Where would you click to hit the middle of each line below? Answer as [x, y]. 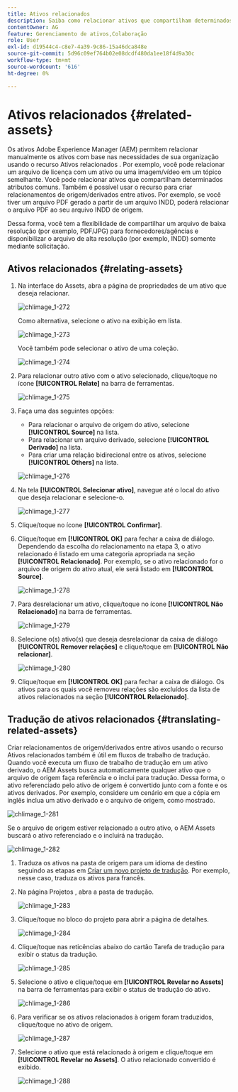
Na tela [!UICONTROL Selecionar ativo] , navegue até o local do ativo [118, 490]
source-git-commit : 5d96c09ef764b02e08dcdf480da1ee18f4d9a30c [101, 54]
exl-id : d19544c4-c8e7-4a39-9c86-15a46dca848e [77, 47]
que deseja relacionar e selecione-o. [71, 497]
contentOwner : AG [33, 27]
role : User [23, 40]
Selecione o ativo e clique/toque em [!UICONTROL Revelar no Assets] [120, 982]
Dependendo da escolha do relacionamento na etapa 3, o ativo [109, 546]
